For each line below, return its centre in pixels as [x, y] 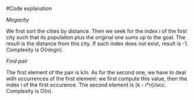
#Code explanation [29, 8]
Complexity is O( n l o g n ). [35, 50]
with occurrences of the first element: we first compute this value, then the [97, 79]
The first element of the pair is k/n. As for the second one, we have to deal [96, 72]
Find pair [17, 61]
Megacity [18, 20]
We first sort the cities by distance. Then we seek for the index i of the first [96, 31]
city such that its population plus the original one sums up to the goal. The [96, 37]
